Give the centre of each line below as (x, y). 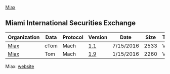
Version (98, 37)
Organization (24, 37)
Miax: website (20, 66)
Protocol (73, 37)
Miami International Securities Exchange (71, 23)
